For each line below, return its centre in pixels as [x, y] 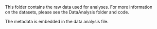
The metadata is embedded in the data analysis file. [57, 22]
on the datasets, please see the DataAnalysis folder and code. [67, 12]
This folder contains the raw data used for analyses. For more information [79, 7]
